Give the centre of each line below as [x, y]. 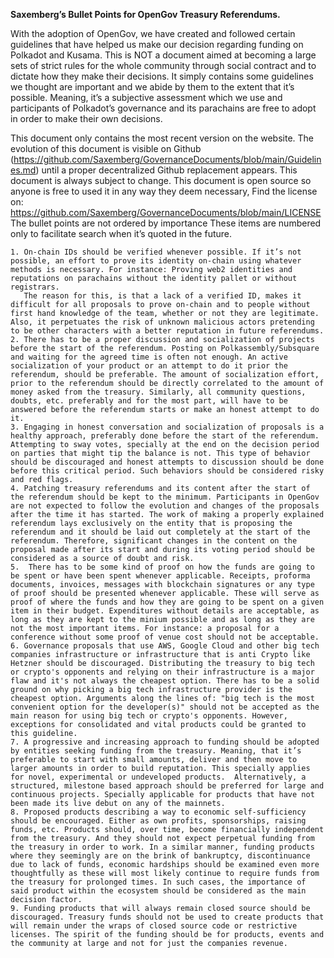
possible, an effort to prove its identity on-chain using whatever [156, 261]
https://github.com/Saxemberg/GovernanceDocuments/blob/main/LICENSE [166, 212]
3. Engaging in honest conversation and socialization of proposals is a [167, 427]
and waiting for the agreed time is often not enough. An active [149, 357]
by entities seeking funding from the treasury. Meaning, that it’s [156, 751]
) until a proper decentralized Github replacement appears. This [166, 170]
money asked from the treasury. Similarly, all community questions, [158, 392]
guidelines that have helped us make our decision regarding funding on [157, 44]
